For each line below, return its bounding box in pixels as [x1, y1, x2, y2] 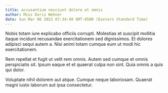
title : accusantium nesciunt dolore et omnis [5, 7, 103, 13]
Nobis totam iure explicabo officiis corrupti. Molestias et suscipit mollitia [5, 31, 155, 37]
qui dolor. [5, 67, 25, 73]
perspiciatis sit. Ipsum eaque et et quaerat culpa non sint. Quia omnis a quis [5, 61, 163, 68]
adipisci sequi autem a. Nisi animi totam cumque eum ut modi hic [5, 41, 141, 47]
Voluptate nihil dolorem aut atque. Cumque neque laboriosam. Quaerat [5, 76, 153, 83]
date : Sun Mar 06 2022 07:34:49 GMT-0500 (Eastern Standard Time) [5, 17, 148, 22]
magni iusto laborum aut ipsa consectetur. [5, 82, 93, 88]
